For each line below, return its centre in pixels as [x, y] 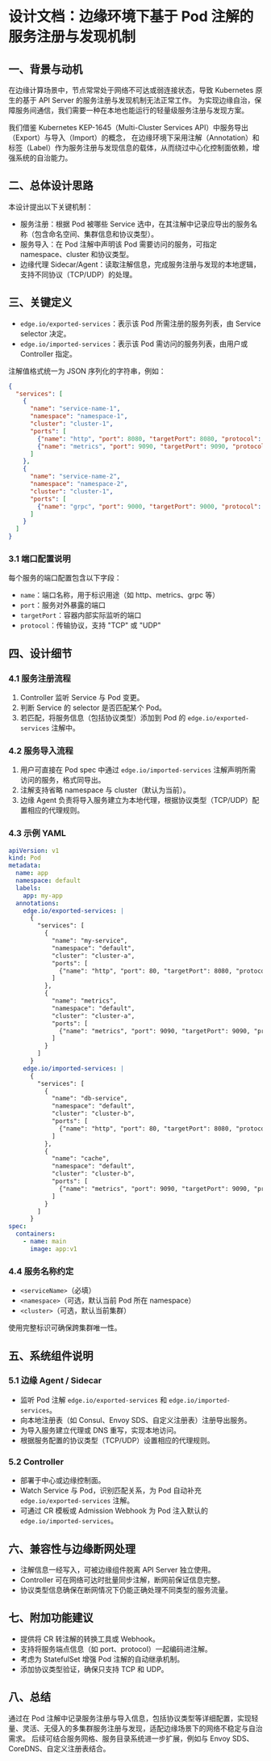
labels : [29, 888]
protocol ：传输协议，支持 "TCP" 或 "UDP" [90, 625]
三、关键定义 [40, 303]
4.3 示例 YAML [38, 834]
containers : [36, 1234]
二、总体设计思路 [51, 186]
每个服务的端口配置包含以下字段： [65, 578]
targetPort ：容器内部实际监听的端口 [81, 615]
